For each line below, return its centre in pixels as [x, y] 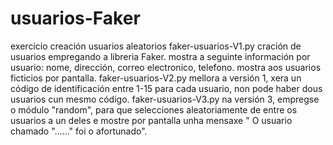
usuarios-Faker [75, 18]
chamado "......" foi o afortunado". [79, 131]
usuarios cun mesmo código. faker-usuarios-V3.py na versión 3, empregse [165, 99]
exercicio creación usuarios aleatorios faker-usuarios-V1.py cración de [156, 46]
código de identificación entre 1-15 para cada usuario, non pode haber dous [166, 88]
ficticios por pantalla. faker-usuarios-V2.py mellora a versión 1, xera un [156, 78]
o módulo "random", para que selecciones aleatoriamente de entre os [154, 109]
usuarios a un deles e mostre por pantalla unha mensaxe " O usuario [151, 120]
